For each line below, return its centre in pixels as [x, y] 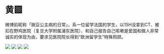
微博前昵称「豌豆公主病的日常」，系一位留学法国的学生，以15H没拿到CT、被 [82, 25]
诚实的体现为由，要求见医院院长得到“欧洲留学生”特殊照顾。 [65, 37]
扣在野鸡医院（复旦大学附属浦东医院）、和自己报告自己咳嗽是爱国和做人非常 [82, 30]
